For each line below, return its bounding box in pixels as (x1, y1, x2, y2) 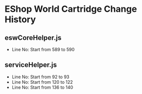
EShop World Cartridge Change (4, 3, 137, 15)
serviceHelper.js (4, 61, 57, 69)
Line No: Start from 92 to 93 (11, 74, 70, 80)
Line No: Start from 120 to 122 (11, 79, 73, 85)
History (4, 14, 36, 25)
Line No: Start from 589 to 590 (11, 47, 75, 52)
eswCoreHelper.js (4, 33, 62, 42)
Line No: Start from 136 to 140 (11, 84, 73, 90)
